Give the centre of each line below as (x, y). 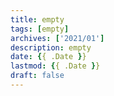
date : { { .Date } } (48, 57)
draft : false (37, 76)
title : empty (37, 19)
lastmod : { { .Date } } (55, 66)
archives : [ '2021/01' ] (57, 38)
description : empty (51, 47)
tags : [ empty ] (40, 29)
